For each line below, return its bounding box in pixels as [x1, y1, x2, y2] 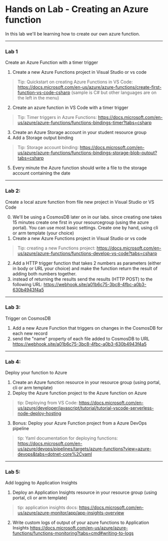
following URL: [12, 281, 42, 287]
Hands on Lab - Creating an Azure [5, 4, 149, 15]
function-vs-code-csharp [17, 89, 70, 96]
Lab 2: [5, 187, 21, 194]
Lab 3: [5, 304, 21, 311]
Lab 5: [5, 468, 21, 475]
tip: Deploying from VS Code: [17, 400, 78, 406]
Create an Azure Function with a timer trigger [5, 59, 98, 66]
